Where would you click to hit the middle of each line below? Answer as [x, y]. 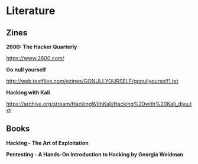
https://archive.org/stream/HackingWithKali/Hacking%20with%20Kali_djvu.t [99, 104]
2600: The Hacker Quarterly [42, 47]
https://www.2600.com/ [35, 58]
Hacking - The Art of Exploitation [47, 143]
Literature [31, 11]
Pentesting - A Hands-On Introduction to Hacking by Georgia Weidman [95, 154]
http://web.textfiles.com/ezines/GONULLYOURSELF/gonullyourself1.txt [92, 81]
